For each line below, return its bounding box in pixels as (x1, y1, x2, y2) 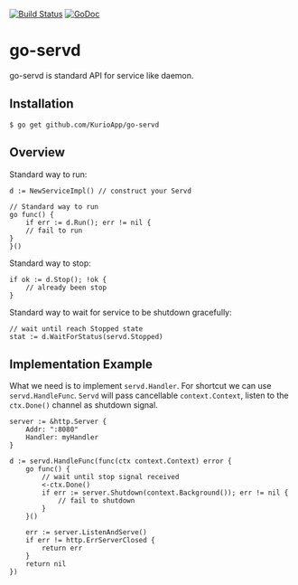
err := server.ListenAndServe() (25, 528, 147, 537)
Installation (9, 96, 74, 112)
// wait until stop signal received (42, 473, 180, 482)
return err (42, 543, 83, 553)
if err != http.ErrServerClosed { (25, 536, 155, 545)
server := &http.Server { (9, 417, 107, 427)
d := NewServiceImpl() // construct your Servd (9, 186, 192, 195)
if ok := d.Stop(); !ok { (9, 275, 107, 284)
